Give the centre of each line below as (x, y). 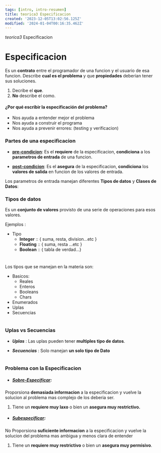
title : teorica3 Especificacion (38, 14)
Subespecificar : (29, 418)
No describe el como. (34, 96)
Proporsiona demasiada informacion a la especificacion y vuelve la (73, 392)
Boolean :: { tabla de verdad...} (50, 249)
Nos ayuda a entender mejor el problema (53, 118)
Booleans (29, 292)
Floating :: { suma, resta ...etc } (51, 244)
